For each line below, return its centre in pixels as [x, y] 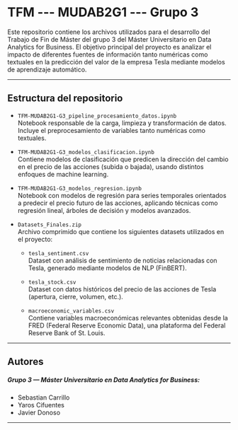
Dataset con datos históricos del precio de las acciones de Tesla [122, 289]
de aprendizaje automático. [47, 69]
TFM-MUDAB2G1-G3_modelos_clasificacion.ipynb [86, 152]
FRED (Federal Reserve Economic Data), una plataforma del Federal [127, 325]
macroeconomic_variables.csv [71, 311]
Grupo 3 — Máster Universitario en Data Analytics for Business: [104, 380]
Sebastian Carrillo [44, 397]
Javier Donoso [39, 413]
